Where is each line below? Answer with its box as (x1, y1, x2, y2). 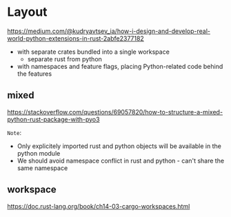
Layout (7, 4, 48, 20)
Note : (7, 128, 22, 136)
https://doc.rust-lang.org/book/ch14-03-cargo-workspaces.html (7, 202, 190, 210)
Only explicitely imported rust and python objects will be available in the (17, 142, 222, 150)
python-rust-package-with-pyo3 (7, 115, 100, 123)
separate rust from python (27, 54, 102, 63)
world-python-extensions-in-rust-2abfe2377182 (7, 34, 145, 42)
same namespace (17, 163, 68, 172)
